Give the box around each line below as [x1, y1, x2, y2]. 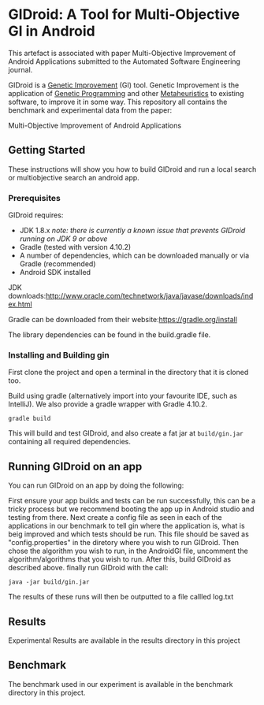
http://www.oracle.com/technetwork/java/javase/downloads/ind [46, 291, 254, 301]
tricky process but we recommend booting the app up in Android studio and [8, 504, 255, 514]
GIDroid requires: [8, 210, 64, 220]
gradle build [8, 415, 51, 423]
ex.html [8, 299, 33, 309]
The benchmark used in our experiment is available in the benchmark [8, 679, 233, 688]
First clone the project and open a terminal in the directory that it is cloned [8, 368, 249, 377]
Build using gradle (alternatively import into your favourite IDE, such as [8, 391, 238, 401]
